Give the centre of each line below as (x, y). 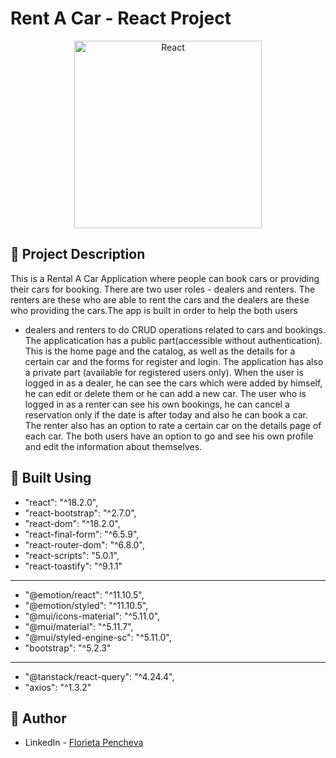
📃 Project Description (78, 254)
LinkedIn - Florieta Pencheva (84, 743)
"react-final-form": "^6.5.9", (82, 534)
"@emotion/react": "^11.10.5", (84, 594)
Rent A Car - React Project (121, 18)
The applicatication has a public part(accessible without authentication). (173, 340)
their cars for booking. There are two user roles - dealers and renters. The (163, 289)
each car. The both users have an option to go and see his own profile (169, 436)
